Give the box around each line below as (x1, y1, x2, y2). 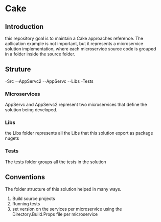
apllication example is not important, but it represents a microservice (5, 41, 143, 47)
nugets (5, 135, 20, 141)
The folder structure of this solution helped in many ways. (5, 186, 121, 192)
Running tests (12, 200, 40, 206)
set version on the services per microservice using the (12, 206, 122, 212)
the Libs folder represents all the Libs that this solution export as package (5, 130, 153, 136)
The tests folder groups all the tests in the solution (5, 159, 106, 165)
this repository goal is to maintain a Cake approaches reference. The (5, 35, 143, 41)
